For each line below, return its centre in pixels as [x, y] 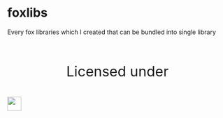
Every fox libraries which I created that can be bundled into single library [112, 32]
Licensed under [117, 71]
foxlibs [27, 13]
